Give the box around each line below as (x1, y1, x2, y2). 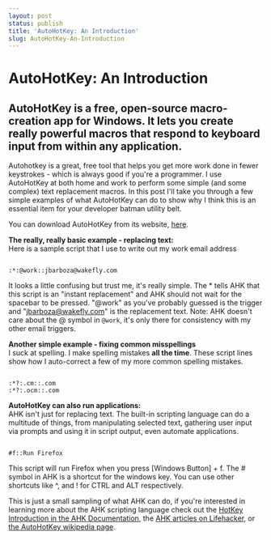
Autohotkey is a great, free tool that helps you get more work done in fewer (8, 161, 259, 171)
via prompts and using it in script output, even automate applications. (8, 427, 239, 436)
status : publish (8, 19, 63, 28)
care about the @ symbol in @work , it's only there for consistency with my (8, 315, 252, 325)
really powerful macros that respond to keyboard (8, 126, 260, 140)
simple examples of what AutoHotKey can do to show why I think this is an (8, 195, 256, 205)
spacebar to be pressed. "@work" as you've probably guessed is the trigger (8, 298, 263, 308)
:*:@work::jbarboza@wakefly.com (8, 266, 117, 275)
